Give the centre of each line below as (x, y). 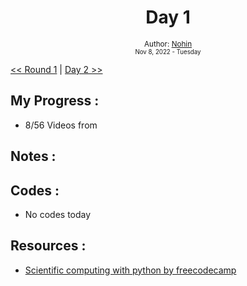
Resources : (48, 246)
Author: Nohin (168, 44)
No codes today (58, 214)
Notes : (33, 156)
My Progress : (55, 101)
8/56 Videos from (61, 125)
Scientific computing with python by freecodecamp (130, 270)
